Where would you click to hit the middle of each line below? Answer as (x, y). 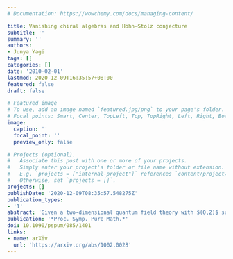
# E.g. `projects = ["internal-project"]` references (89, 174)
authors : (20, 46)
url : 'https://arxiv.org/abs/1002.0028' (72, 245)
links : (17, 232)
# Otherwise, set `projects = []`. (62, 181)
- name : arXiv (28, 238)
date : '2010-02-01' (35, 71)
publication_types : (35, 200)
